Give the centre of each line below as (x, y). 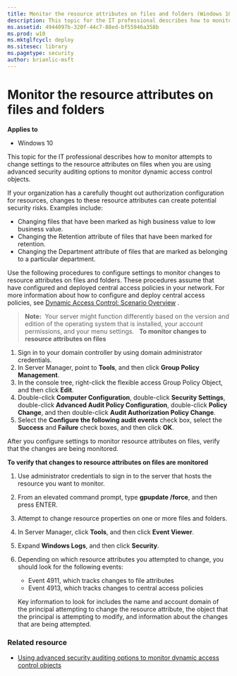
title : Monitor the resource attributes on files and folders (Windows (115, 14)
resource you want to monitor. (61, 483)
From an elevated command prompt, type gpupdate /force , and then (117, 497)
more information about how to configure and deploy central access (106, 295)
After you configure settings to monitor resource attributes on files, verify (114, 441)
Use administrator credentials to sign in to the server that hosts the (115, 476)
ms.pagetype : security (41, 54)
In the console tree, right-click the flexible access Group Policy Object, (120, 382)
